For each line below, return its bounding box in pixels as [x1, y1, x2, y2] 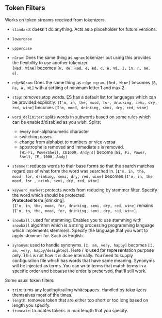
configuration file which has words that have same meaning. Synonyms [12, 258, 155, 263]
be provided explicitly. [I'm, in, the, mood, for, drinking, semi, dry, [12, 99, 158, 105]
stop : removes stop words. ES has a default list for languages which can [12, 94, 156, 100]
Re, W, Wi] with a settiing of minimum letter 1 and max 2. [12, 85, 126, 91]
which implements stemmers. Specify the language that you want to [12, 227, 148, 233]
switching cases [19, 133, 52, 139]
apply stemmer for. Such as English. [12, 232, 84, 238]
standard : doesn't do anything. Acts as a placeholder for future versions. [12, 26, 157, 32]
